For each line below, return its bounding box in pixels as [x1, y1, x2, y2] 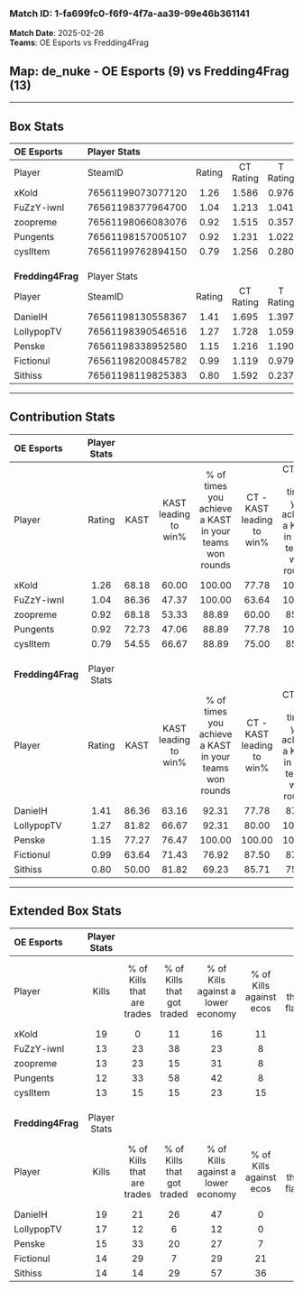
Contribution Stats [9, 410, 115, 425]
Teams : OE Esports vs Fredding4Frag [9, 37, 149, 48]
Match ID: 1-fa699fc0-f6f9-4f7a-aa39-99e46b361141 [9, 7, 250, 20]
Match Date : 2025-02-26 [9, 28, 105, 39]
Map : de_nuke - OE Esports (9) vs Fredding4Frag [9, 63, 289, 78]
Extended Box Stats [9, 903, 122, 918]
